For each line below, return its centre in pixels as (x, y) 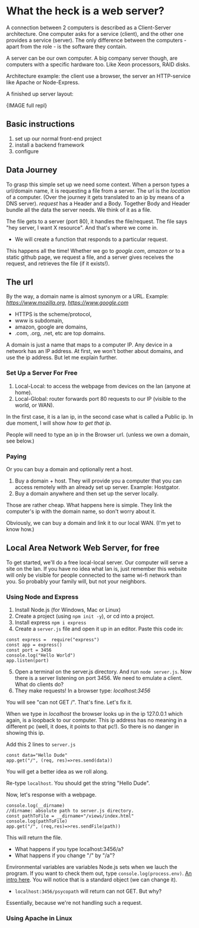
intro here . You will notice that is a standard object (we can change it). (92, 880)
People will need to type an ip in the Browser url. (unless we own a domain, (98, 434)
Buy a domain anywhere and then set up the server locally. (86, 493)
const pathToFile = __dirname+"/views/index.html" (70, 816)
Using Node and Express (42, 596)
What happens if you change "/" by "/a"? (65, 856)
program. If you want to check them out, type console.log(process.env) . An (99, 873)
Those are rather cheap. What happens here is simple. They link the (89, 505)
